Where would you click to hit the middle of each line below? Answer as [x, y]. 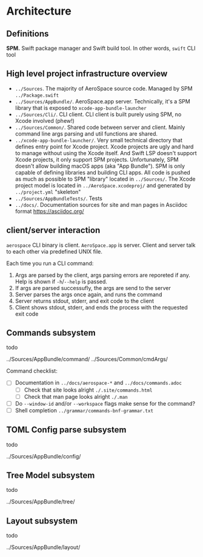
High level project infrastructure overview [87, 74]
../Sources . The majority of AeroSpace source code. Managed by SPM [104, 88]
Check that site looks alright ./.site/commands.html [88, 390]
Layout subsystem [42, 521]
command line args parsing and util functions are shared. [86, 133]
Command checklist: [32, 371]
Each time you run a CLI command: [50, 263]
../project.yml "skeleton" [48, 192]
